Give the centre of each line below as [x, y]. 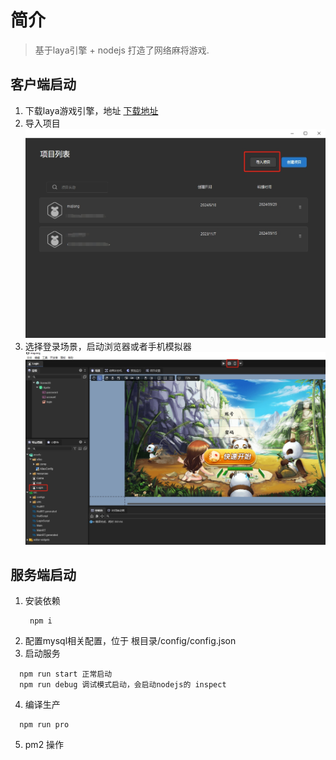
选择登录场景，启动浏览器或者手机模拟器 [108, 346]
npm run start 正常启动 [66, 674]
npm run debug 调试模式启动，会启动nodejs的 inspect [123, 685]
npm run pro [44, 725]
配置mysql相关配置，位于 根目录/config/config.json [130, 641]
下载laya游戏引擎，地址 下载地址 [91, 110]
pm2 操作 [44, 745]
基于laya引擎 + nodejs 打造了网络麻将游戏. [122, 50]
